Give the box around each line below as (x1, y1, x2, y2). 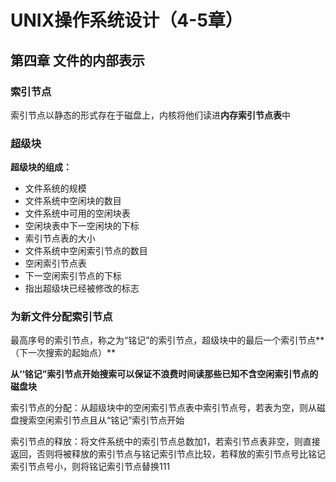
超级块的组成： (10, 161, 72, 173)
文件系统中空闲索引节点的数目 (24, 245, 148, 257)
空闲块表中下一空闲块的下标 (24, 220, 140, 232)
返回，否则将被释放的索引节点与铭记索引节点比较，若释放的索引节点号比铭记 (10, 448, 326, 460)
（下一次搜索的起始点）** (10, 347, 117, 359)
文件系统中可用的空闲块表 (24, 207, 131, 220)
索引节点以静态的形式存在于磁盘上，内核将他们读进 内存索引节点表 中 (10, 109, 291, 121)
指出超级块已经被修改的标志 (24, 282, 140, 295)
